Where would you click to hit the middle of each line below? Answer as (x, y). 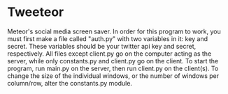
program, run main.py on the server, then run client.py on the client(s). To (113, 68)
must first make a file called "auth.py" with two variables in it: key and (108, 38)
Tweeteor (36, 12)
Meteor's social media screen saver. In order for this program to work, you (114, 31)
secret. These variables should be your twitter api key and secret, (102, 46)
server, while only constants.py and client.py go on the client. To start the (113, 61)
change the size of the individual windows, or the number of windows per (113, 76)
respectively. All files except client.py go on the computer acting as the (109, 54)
